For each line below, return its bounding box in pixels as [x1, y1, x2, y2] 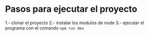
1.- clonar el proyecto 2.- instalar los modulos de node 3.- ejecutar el [5, 20, 144, 26]
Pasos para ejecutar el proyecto [5, 3, 138, 15]
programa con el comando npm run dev [5, 25, 85, 31]
